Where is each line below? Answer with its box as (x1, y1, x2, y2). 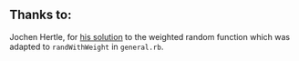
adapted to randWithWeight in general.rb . (9, 41, 164, 52)
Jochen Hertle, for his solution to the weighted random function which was (9, 31, 291, 42)
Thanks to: (9, 7, 72, 23)
